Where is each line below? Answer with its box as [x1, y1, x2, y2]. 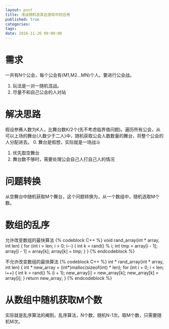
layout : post [5, 7, 33, 13]
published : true [5, 17, 39, 22]
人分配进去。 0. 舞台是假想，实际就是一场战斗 [5, 139, 101, 145]
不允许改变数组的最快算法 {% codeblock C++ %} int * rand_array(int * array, [5, 259, 164, 265]
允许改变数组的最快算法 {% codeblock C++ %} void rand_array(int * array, [5, 237, 160, 243]
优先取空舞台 [12, 150, 39, 156]
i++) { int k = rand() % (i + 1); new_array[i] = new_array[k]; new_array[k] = [5, 269, 159, 276]
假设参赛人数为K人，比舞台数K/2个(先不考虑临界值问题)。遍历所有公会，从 [5, 126, 161, 132]
